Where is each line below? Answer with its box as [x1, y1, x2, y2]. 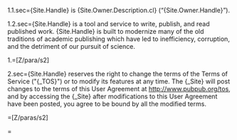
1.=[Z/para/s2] [7, 56, 50, 64]
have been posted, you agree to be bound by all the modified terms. [7, 100, 206, 108]
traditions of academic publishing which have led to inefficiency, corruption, [7, 35, 230, 43]
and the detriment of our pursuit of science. [7, 42, 135, 50]
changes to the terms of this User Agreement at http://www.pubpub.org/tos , [7, 85, 231, 93]
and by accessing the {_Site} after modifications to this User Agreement [7, 92, 218, 100]
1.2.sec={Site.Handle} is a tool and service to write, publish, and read [7, 20, 210, 28]
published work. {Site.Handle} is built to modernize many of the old [7, 28, 204, 35]
